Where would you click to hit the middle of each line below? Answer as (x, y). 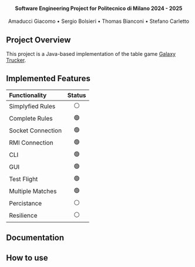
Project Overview (38, 40)
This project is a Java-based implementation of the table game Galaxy (91, 54)
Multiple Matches (33, 191)
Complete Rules (31, 119)
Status (77, 95)
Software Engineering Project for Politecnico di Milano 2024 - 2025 (99, 8)
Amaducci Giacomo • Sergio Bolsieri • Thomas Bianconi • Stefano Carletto (99, 21)
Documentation (35, 238)
